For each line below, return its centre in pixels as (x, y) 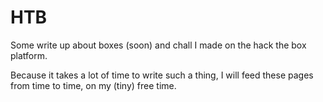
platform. (29, 55)
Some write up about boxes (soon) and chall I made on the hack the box (158, 45)
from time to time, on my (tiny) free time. (93, 85)
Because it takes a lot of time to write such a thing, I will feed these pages (162, 75)
